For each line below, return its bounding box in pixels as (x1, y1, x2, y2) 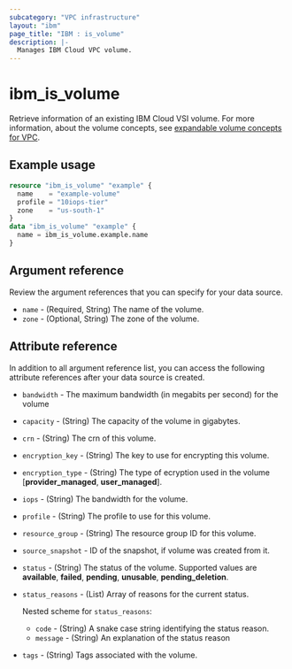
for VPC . (9, 132, 41, 142)
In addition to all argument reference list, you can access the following (9, 362, 265, 373)
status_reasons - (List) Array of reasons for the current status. (21, 588, 250, 599)
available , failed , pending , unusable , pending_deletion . (21, 572, 229, 582)
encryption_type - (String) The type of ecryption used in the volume (21, 466, 270, 478)
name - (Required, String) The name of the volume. (21, 304, 204, 314)
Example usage (9, 158, 96, 173)
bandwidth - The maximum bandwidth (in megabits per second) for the (21, 388, 279, 399)
